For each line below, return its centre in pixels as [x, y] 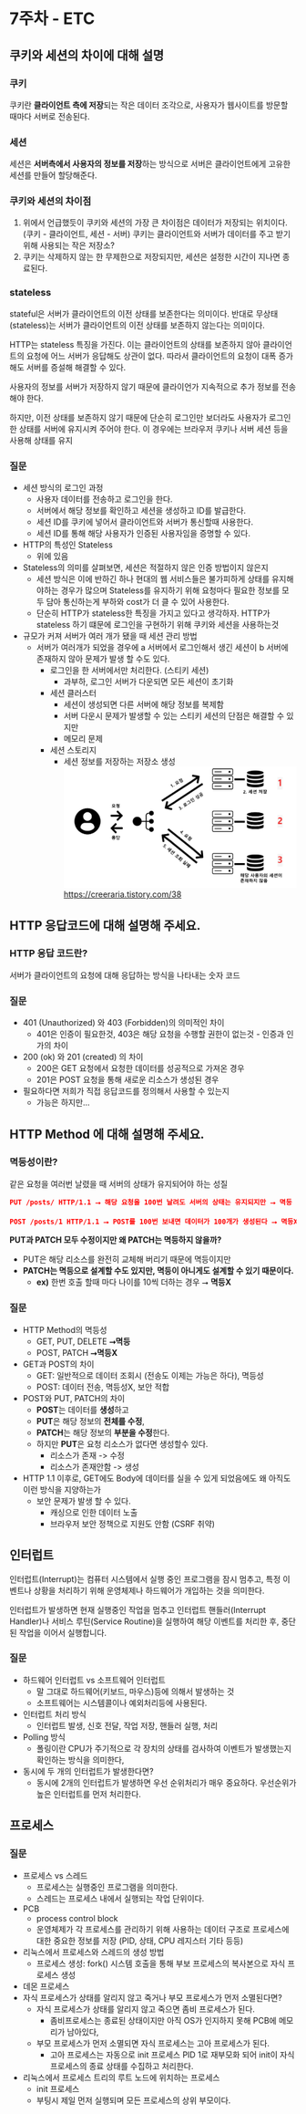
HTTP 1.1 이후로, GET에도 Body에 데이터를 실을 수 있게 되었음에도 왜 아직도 [157, 1478]
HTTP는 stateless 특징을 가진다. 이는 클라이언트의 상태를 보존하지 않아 [135, 344]
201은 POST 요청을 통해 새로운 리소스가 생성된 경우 [127, 1080]
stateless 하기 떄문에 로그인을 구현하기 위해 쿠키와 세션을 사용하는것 [158, 625]
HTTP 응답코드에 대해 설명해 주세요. [105, 926]
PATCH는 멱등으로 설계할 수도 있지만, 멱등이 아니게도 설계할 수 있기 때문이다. [158, 1271]
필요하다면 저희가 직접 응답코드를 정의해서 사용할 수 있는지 [126, 1091]
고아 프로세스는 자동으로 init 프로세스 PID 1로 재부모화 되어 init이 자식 [172, 2055]
